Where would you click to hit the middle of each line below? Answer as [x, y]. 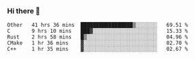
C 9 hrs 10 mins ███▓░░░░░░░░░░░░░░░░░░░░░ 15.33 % [97, 31]
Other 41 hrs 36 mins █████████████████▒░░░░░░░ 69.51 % [97, 25]
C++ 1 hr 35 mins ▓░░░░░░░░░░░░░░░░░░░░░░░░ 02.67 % [97, 49]
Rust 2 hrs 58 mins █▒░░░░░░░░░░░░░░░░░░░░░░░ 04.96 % [97, 37]
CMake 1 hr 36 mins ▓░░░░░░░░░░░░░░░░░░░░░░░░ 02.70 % [97, 43]
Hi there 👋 [24, 11]
